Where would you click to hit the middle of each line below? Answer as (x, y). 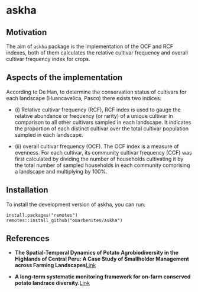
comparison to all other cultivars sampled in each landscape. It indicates (103, 122)
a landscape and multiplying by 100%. (61, 171)
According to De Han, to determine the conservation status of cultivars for (96, 92)
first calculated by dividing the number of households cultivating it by (99, 159)
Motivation (27, 32)
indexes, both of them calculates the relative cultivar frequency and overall (97, 53)
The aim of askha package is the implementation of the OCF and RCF (90, 46)
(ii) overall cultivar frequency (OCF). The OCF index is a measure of (97, 146)
